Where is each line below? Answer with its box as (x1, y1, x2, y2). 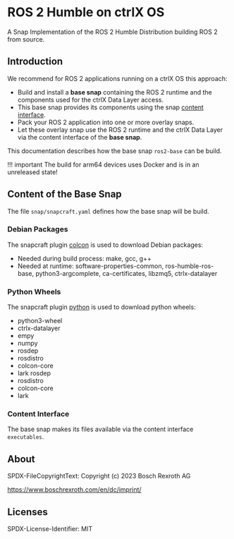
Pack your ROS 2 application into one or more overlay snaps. (17, 118, 195, 126)
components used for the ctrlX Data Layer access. (17, 95, 164, 104)
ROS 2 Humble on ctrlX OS (7, 4, 165, 20)
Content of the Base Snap (7, 188, 122, 200)
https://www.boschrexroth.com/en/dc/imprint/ (7, 485, 142, 494)
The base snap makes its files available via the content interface (7, 425, 194, 434)
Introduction (7, 56, 63, 68)
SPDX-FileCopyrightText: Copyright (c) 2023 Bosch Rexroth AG (7, 472, 191, 480)
